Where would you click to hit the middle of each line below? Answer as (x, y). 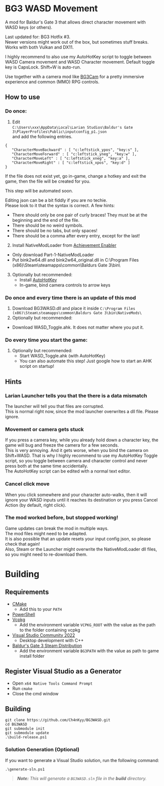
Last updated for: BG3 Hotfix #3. (38, 37)
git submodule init (25, 729)
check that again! (23, 544)
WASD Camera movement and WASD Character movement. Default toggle (80, 62)
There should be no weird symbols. (48, 225)
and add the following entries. (42, 136)
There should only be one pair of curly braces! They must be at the (80, 215)
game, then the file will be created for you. (48, 181)
